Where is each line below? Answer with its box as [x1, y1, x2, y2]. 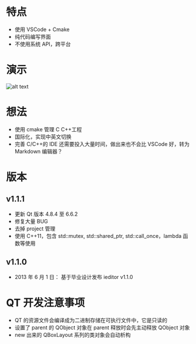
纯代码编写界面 [14, 33, 51, 40]
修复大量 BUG [14, 217, 48, 224]
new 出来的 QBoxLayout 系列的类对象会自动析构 [14, 331, 131, 338]
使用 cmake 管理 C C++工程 [14, 125, 82, 132]
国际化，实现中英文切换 [14, 133, 72, 140]
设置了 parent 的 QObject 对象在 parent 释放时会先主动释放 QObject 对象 [14, 323, 190, 331]
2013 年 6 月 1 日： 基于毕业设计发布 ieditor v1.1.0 [14, 273, 133, 280]
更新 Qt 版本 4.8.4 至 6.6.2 [14, 210, 78, 217]
